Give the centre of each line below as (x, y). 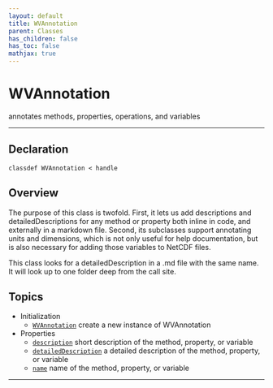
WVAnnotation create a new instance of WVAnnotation (121, 325)
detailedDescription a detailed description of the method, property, (146, 351)
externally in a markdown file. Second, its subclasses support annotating (130, 230)
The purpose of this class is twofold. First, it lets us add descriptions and (130, 213)
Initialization (40, 317)
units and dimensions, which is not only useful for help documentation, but (133, 238)
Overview (34, 193)
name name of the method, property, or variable (110, 368)
